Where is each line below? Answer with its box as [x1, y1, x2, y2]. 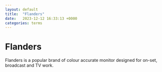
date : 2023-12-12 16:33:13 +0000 [5, 16, 78, 21]
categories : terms [5, 20, 42, 26]
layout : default [5, 7, 38, 12]
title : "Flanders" [5, 12, 45, 16]
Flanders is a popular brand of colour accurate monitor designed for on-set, [5, 58, 158, 63]
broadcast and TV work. [5, 62, 54, 68]
